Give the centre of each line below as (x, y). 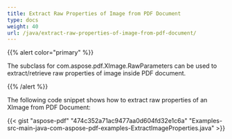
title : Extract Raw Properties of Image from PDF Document (94, 13)
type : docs (23, 20)
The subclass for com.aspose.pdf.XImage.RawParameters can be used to (112, 66)
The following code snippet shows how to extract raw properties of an (107, 100)
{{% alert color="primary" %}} (51, 53)
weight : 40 (23, 26)
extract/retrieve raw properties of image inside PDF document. (97, 73)
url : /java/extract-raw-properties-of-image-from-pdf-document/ (102, 33)
